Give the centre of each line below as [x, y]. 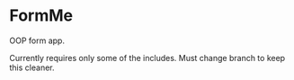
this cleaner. [32, 67]
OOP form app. [37, 40]
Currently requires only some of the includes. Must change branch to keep [147, 58]
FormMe [41, 16]
